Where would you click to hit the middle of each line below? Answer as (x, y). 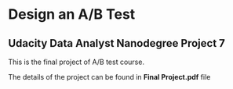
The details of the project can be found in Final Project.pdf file (109, 77)
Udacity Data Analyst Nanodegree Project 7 (117, 43)
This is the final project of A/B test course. (76, 62)
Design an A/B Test (72, 14)
